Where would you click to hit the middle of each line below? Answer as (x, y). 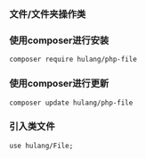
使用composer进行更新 (59, 84)
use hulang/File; (41, 146)
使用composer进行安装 (59, 40)
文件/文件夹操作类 (48, 13)
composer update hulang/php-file (71, 103)
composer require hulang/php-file (73, 60)
